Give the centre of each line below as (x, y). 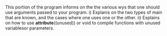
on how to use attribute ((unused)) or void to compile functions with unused (83, 23)
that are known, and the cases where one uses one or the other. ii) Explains (83, 18)
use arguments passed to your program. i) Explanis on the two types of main (84, 12)
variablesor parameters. (30, 28)
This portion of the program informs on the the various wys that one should (83, 7)
